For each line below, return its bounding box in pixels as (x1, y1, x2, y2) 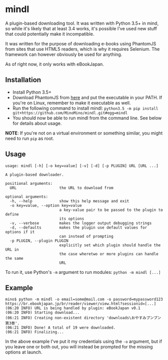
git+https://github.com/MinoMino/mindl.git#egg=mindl (12, 110, 128, 115)
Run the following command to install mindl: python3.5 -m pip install (12, 105, 158, 111)
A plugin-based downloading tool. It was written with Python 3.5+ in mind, (5, 20, 159, 26)
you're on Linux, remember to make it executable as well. (12, 100, 131, 106)
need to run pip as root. (5, 135, 54, 141)
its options (59, 216, 85, 221)
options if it (5, 229, 35, 235)
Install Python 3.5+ (12, 89, 52, 95)
